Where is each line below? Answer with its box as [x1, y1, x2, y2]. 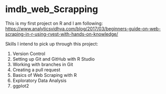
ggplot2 [12, 82, 29, 89]
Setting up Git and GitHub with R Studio [12, 56, 95, 62]
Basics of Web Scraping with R [12, 72, 77, 78]
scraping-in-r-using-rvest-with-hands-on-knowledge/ [5, 31, 118, 37]
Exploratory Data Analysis [12, 77, 67, 83]
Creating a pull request [12, 67, 61, 73]
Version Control [12, 51, 46, 57]
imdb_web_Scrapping [5, 4, 98, 15]
